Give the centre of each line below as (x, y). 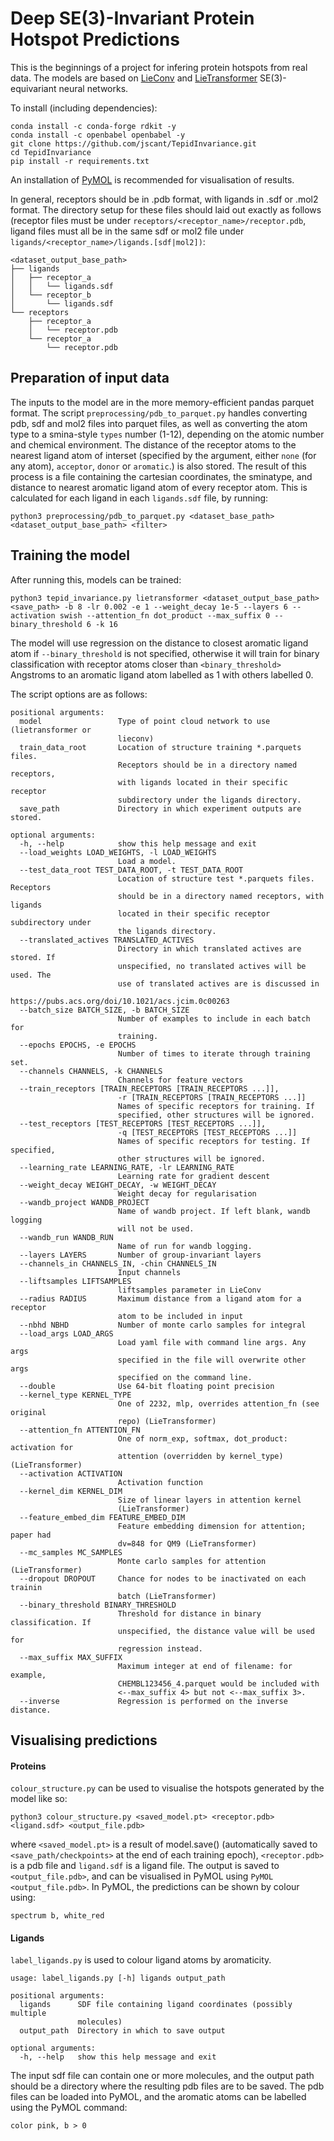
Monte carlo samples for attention (192, 1561)
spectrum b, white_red (57, 1916)
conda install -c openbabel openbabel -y (98, 135)
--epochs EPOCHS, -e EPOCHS (78, 1045)
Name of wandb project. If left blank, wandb (214, 1211)
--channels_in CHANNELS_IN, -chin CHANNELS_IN (118, 1263)
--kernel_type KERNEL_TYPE (75, 1395)
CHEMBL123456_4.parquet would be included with (218, 1683)
